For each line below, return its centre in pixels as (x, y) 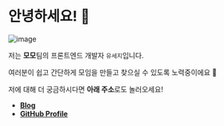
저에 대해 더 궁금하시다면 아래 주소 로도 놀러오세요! (86, 89)
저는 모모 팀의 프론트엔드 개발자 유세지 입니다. (76, 55)
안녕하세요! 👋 (49, 16)
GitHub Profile (44, 113)
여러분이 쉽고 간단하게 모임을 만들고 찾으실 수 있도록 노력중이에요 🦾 (113, 72)
